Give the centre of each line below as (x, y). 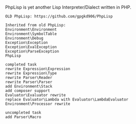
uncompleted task (23, 112)
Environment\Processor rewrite (38, 104)
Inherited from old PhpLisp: (35, 25)
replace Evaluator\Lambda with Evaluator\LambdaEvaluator (67, 99)
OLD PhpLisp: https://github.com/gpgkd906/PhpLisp (59, 16)
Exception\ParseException (32, 51)
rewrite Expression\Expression (38, 69)
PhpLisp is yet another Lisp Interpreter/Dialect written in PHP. (68, 7)
